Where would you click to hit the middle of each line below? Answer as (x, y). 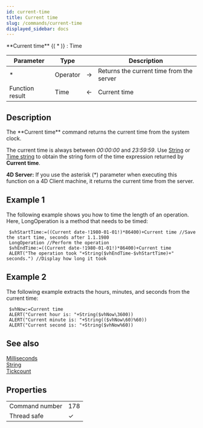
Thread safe (27, 416)
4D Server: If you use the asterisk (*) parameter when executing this (92, 175)
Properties (27, 390)
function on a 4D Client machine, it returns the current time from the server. (100, 181)
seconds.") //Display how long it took (56, 258)
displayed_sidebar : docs (37, 29)
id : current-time (28, 12)
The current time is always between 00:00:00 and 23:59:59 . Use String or (98, 150)
